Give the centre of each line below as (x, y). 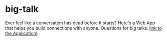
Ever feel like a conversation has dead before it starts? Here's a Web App (80, 23)
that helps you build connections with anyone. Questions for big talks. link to (83, 28)
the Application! (21, 33)
